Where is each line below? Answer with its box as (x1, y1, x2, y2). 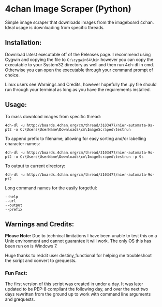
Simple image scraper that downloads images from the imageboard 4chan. (5, 19, 154, 25)
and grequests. (5, 296, 35, 302)
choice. (5, 72, 20, 78)
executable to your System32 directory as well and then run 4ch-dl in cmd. (5, 61, 154, 67)
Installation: (5, 39, 42, 47)
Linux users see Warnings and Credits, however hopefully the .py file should (5, 81, 157, 87)
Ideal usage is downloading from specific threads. (5, 24, 105, 30)
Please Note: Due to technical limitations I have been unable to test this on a (5, 233, 157, 239)
